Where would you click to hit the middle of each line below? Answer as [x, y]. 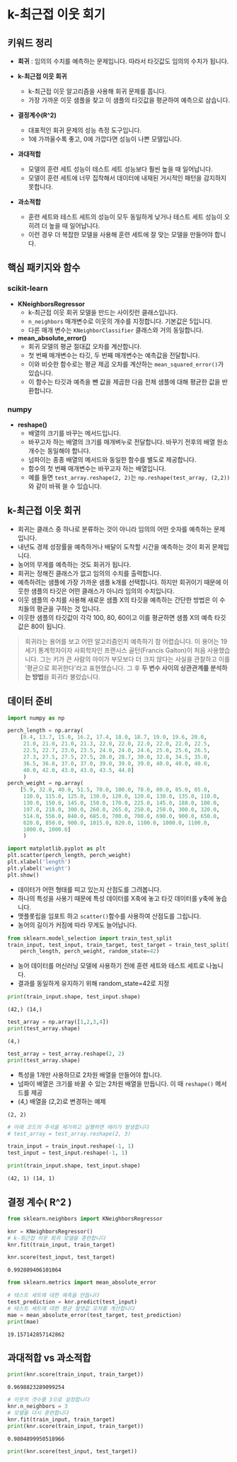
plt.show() [23, 875]
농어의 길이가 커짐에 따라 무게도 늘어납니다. [77, 925]
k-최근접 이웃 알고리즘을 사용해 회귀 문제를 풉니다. [97, 91]
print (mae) [23, 1322]
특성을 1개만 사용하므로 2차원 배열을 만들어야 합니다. [90, 1075]
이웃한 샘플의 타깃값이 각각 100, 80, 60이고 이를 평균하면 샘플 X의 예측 [115, 617]
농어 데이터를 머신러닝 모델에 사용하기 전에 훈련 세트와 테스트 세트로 [111, 966]
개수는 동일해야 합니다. [59, 451]
